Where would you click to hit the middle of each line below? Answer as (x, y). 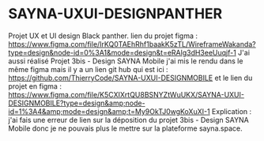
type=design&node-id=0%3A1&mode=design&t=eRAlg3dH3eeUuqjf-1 (123, 52)
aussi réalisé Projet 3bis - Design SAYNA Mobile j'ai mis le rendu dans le (126, 61)
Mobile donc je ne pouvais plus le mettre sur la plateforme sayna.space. (125, 128)
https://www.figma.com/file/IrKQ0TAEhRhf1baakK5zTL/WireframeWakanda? (132, 44)
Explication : (232, 111)
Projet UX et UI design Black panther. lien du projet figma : (103, 36)
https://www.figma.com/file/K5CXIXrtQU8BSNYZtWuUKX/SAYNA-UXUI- (126, 94)
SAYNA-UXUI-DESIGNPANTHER (115, 14)
